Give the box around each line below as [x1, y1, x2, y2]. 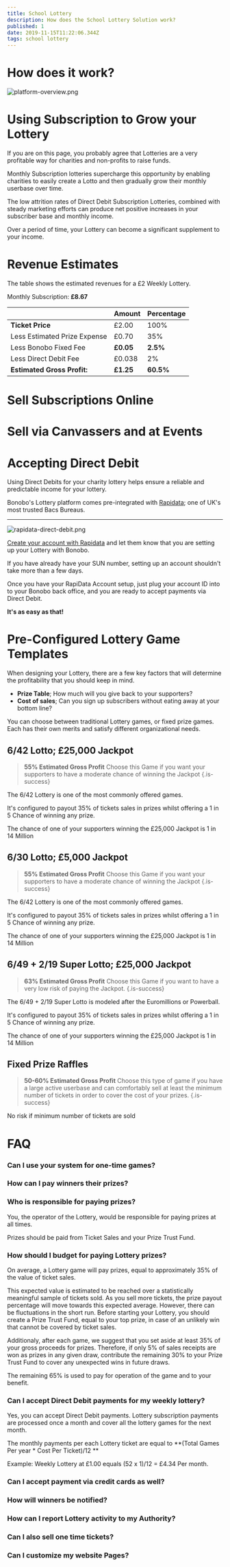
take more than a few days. [7, 566, 84, 575]
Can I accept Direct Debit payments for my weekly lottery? [7, 1396, 205, 1405]
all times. [7, 1220, 33, 1228]
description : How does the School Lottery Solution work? [7, 16, 176, 23]
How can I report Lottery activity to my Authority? [7, 1514, 176, 1523]
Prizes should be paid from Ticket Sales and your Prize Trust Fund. [7, 1233, 196, 1241]
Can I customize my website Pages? [7, 1551, 129, 1560]
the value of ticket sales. [7, 1273, 77, 1282]
